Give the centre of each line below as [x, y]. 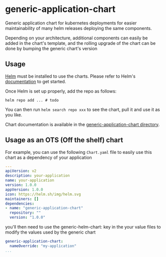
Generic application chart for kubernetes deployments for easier [71, 23]
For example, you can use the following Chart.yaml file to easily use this [79, 152]
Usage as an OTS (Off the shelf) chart [64, 140]
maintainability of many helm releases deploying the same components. [79, 28]
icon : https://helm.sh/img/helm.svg [43, 194]
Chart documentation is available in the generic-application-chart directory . [83, 124]
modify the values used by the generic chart [50, 232]
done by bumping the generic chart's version [51, 48]
